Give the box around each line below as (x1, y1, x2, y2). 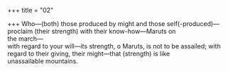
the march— (7, 34, 44, 43)
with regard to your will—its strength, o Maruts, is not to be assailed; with (7, 42, 222, 50)
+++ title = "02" (7, 6, 54, 14)
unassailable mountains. (7, 57, 78, 65)
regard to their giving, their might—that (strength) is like (7, 49, 170, 58)
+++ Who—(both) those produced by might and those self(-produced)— (7, 20, 220, 27)
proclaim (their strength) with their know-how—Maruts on (7, 27, 176, 35)
